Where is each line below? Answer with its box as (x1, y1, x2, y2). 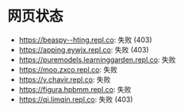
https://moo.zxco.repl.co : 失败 (18, 64, 118, 74)
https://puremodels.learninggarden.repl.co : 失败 (18, 55, 176, 64)
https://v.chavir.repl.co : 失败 (18, 75, 111, 84)
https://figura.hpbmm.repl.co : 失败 (18, 84, 132, 94)
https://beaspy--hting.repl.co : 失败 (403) (18, 35, 152, 44)
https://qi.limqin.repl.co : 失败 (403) (18, 95, 133, 104)
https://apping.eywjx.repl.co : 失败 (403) (18, 44, 150, 54)
